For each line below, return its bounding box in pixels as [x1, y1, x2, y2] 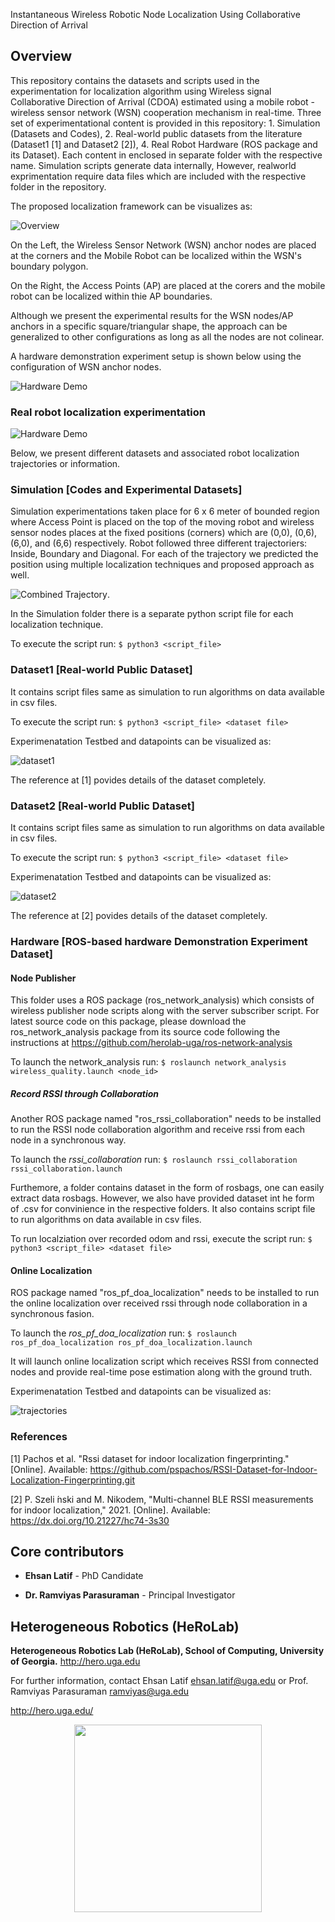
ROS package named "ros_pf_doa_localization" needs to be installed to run [10, 1287, 320, 1299]
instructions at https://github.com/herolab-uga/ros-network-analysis [10, 1037, 293, 1049]
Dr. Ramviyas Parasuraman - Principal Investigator [24, 1589, 236, 1601]
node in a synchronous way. [10, 1134, 127, 1146]
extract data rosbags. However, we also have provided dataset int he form [10, 1192, 315, 1204]
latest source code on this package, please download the [10, 1015, 247, 1028]
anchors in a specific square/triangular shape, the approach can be [10, 320, 288, 332]
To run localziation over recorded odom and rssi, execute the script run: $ [10, 1233, 313, 1245]
